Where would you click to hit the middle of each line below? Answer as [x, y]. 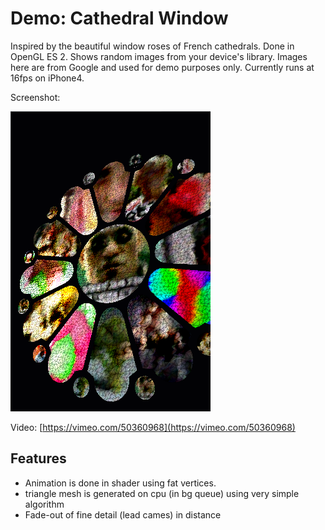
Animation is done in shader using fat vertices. [120, 483]
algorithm [44, 504]
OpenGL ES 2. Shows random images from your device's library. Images [159, 56]
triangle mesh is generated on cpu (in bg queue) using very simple [162, 493]
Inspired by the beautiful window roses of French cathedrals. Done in [152, 46]
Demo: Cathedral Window [119, 18]
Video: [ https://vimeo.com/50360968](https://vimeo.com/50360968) [153, 427]
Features [38, 458]
